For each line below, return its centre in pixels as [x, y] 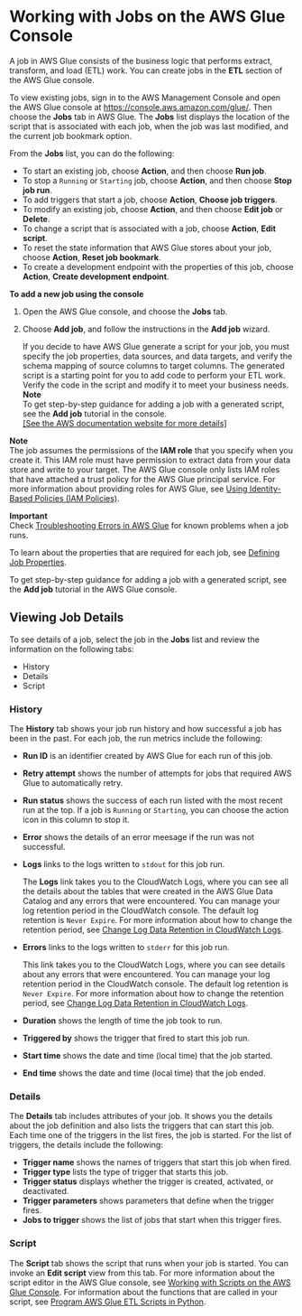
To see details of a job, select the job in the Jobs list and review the [134, 639]
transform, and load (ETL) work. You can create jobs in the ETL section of [146, 70]
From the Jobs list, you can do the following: [92, 153]
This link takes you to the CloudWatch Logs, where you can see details [154, 965]
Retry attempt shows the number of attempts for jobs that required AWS [157, 773]
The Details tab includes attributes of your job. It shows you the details [141, 1116]
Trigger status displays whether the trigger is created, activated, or [148, 1181]
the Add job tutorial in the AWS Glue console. [93, 589]
